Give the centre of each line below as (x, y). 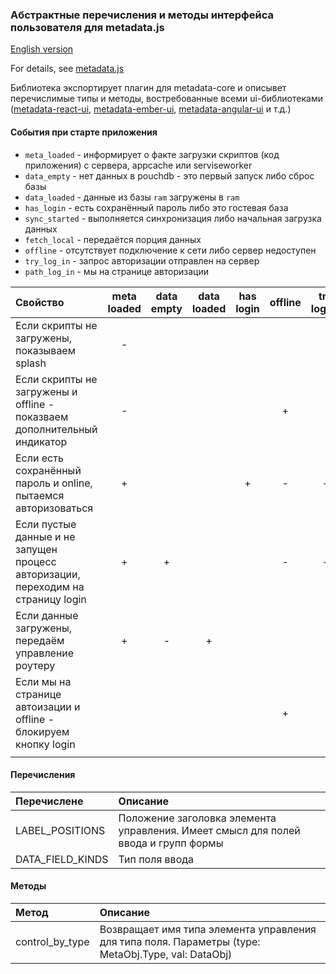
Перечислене (49, 801)
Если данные (47, 615)
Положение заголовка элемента (197, 818)
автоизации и (48, 706)
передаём (40, 640)
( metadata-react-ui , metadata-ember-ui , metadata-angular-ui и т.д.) (151, 109)
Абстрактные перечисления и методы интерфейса (142, 15)
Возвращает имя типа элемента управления (208, 929)
